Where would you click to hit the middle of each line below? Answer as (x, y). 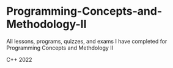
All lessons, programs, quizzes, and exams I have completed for (87, 41)
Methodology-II (46, 24)
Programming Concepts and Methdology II (60, 48)
